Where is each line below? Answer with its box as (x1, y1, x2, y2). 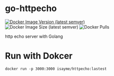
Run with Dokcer (5, 50, 73, 61)
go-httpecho (5, 3, 57, 14)
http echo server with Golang (5, 33, 63, 39)
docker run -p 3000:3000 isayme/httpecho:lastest (5, 66, 107, 71)
